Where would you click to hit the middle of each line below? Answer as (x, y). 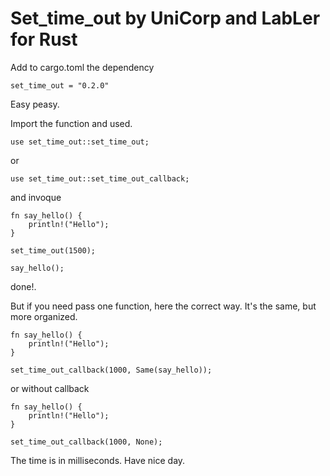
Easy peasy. (35, 104)
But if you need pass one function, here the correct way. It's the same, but (163, 306)
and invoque (36, 197)
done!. (23, 286)
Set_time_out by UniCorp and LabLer (165, 18)
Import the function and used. (71, 123)
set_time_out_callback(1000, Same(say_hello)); (111, 370)
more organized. (44, 316)
